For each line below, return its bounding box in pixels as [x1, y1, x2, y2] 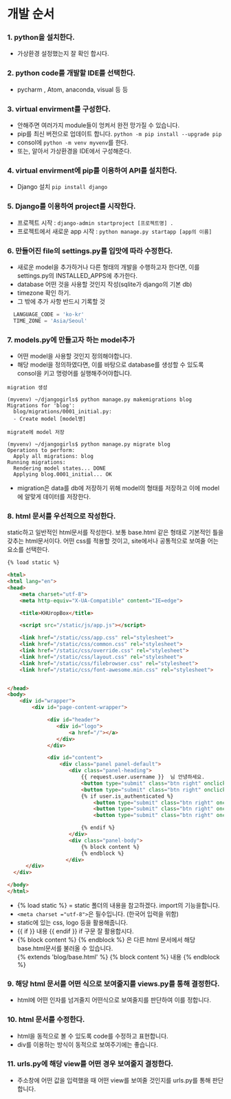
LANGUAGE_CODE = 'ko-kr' [13, 311, 85, 318]
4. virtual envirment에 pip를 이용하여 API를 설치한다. [7, 166, 177, 175]
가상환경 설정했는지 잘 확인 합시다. [16, 50, 109, 58]
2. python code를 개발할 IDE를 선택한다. [7, 68, 136, 78]
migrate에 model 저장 [7, 429, 65, 436]
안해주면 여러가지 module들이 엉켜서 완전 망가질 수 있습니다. [16, 121, 180, 129]
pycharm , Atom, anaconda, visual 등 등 [16, 85, 129, 94]
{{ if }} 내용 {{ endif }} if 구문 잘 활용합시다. [16, 926, 134, 935]
